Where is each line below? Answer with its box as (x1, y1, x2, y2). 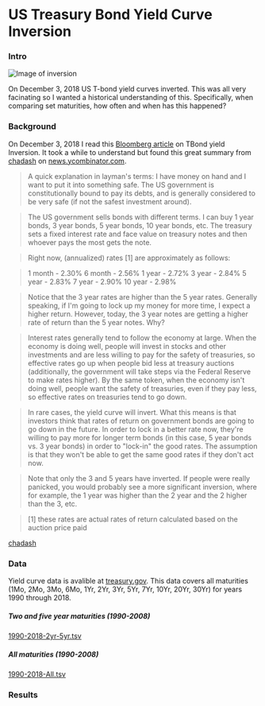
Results (8, 689, 38, 700)
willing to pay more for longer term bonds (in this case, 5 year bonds (27, 433, 252, 442)
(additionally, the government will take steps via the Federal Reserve (27, 367, 252, 376)
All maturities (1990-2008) (8, 650, 99, 659)
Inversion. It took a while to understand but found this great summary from (8, 147, 252, 157)
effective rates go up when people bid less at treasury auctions (27, 358, 235, 367)
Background (8, 121, 57, 132)
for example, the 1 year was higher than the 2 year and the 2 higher (27, 491, 248, 500)
